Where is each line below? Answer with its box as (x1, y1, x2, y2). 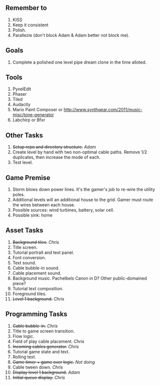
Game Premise (5, 173, 50, 182)
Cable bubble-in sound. (12, 265, 60, 271)
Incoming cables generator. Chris (12, 343, 79, 349)
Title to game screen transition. (12, 328, 75, 334)
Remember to (5, 4, 47, 12)
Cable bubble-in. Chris (12, 323, 58, 329)
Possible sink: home (12, 212, 53, 218)
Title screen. (12, 244, 38, 250)
